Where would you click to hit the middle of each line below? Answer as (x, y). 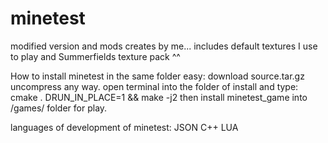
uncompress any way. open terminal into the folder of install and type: (154, 86)
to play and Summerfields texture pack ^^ (95, 56)
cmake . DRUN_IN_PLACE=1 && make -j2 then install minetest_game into (159, 97)
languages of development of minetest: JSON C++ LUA (124, 127)
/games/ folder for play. (59, 108)
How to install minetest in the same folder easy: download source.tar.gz (157, 76)
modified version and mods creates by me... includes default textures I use (164, 46)
